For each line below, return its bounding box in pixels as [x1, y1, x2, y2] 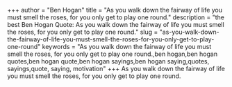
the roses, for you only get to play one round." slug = [7, 28, 158, 36]
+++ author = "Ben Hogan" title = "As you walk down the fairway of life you [7, 6, 223, 14]
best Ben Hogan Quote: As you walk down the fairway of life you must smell [7, 21, 224, 28]
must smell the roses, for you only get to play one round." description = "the [7, 13, 224, 21]
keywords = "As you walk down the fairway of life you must [42, 43, 212, 50]
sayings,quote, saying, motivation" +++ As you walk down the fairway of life [7, 65, 226, 72]
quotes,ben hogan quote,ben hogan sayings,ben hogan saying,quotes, [7, 57, 210, 65]
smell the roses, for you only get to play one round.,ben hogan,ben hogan [7, 50, 217, 58]
